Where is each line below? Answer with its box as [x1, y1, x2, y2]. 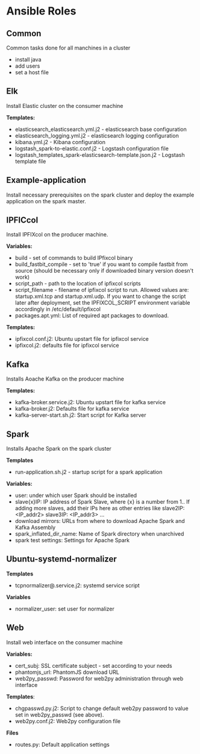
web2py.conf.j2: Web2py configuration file [14, 717, 121, 724]
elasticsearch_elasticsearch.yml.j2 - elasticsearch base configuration [14, 125, 187, 133]
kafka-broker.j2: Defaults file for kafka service [14, 405, 130, 413]
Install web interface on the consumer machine [6, 638, 123, 646]
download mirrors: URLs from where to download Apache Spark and [14, 518, 185, 525]
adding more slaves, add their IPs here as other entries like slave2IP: [14, 505, 185, 512]
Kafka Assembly [14, 524, 56, 531]
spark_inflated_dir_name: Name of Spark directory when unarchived [14, 530, 184, 537]
